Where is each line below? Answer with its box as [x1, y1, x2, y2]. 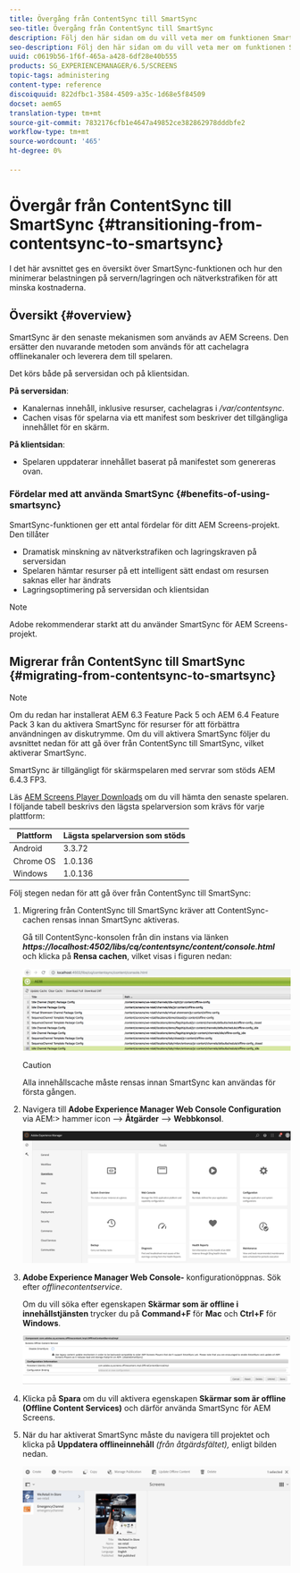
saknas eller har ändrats [21, 575, 112, 585]
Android [12, 843, 43, 854]
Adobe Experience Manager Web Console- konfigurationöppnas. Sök [21, 1272, 281, 1283]
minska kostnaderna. [9, 282, 87, 292]
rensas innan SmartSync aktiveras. [52, 914, 180, 925]
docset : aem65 [9, 99, 62, 108]
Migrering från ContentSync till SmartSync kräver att [21, 905, 216, 916]
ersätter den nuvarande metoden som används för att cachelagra [9, 341, 249, 352]
